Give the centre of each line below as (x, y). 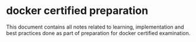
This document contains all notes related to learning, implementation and (95, 27)
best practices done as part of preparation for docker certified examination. (98, 33)
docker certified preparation (77, 11)
